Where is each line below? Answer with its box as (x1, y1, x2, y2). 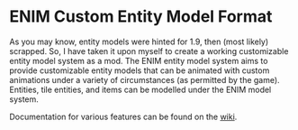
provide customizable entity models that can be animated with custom (9, 65, 270, 76)
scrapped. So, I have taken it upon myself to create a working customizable (9, 45, 289, 56)
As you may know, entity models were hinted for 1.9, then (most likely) (9, 36, 269, 47)
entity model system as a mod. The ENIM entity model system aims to (9, 55, 268, 66)
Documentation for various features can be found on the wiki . (9, 111, 238, 122)
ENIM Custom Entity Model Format (9, 6, 273, 27)
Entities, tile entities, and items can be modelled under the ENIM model (9, 84, 272, 95)
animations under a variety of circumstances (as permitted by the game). (9, 74, 281, 85)
